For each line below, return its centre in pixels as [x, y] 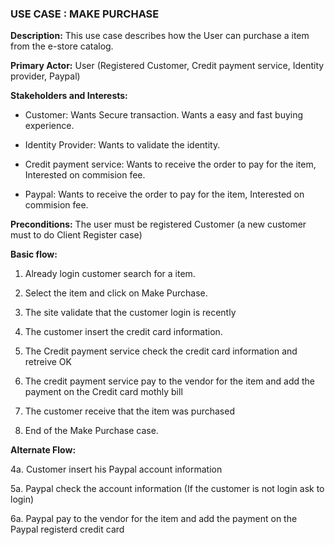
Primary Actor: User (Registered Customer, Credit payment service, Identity [167, 66]
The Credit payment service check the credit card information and [161, 351]
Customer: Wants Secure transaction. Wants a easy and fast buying [164, 115]
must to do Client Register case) [76, 235]
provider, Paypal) [45, 76]
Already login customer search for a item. [110, 274]
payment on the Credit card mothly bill [103, 392]
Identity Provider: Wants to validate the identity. [122, 145]
